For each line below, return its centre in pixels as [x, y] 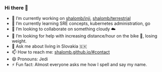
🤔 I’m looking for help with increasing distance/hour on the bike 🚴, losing [84, 36]
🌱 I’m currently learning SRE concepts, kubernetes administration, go [81, 23]
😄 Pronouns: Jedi [30, 59]
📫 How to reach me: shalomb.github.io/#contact [61, 52]
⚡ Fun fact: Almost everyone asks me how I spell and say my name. [79, 65]
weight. [19, 41]
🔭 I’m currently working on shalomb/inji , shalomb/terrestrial [71, 18]
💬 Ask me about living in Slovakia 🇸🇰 [49, 46]
